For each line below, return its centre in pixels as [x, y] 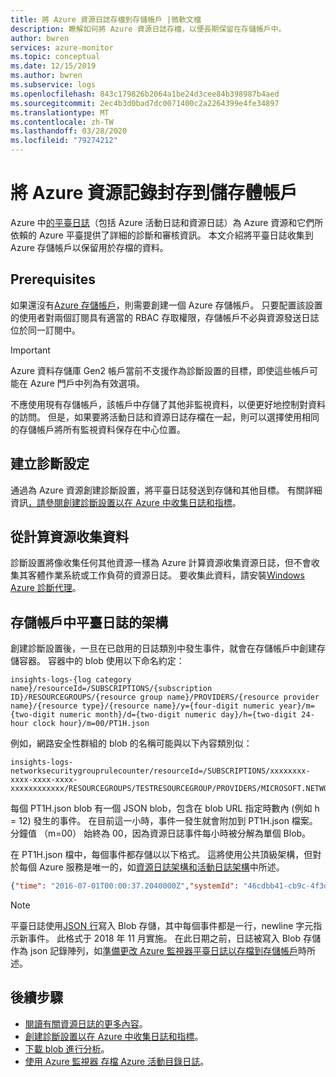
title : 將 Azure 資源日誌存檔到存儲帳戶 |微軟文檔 [106, 19]
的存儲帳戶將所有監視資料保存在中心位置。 [98, 429]
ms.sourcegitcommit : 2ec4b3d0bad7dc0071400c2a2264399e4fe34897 [145, 103]
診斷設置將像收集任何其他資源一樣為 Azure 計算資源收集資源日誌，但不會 [161, 563]
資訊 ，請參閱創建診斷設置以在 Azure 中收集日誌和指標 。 [126, 502]
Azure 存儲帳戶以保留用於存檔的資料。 [89, 247]
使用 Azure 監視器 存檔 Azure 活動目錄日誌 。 [117, 1061]
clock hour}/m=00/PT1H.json [91, 724]
